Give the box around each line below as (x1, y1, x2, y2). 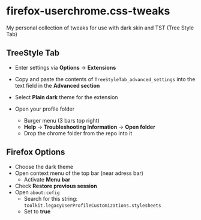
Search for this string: (23, 195, 78, 202)
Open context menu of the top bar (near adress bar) (14, 170, 144, 177)
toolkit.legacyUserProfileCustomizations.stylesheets (23, 203, 161, 209)
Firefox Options (6, 147, 65, 157)
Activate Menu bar (23, 176, 71, 183)
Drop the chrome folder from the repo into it (23, 129, 133, 136)
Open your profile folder (14, 105, 75, 112)
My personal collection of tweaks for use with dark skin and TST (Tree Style (6, 24, 194, 31)
